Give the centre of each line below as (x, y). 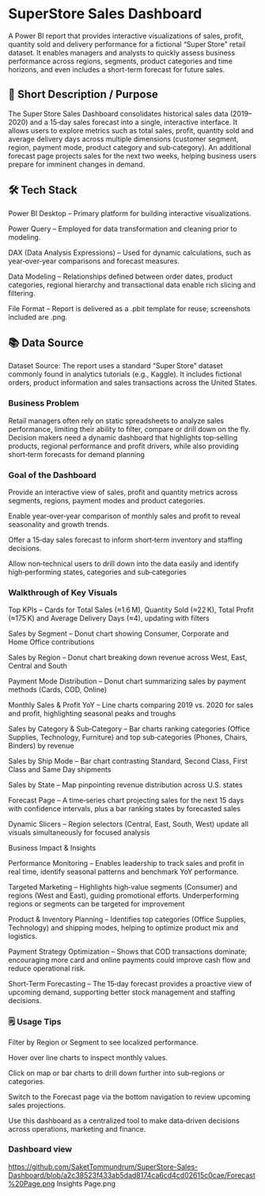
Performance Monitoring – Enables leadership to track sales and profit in (126, 863)
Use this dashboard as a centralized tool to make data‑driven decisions (124, 1121)
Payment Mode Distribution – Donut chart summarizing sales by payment (127, 681)
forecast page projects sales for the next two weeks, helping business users (132, 156)
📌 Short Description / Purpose (83, 95)
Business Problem (44, 403)
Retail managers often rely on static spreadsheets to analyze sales (116, 421)
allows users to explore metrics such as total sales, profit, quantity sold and (131, 130)
